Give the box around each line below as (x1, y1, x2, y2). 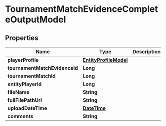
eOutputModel (5, 14, 66, 25)
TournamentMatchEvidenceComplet (5, 3, 158, 15)
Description (132, 48, 161, 55)
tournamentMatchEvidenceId (7, 65, 78, 71)
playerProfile (7, 57, 39, 63)
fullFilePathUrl (7, 97, 42, 103)
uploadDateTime (7, 105, 47, 112)
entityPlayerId (7, 81, 42, 87)
